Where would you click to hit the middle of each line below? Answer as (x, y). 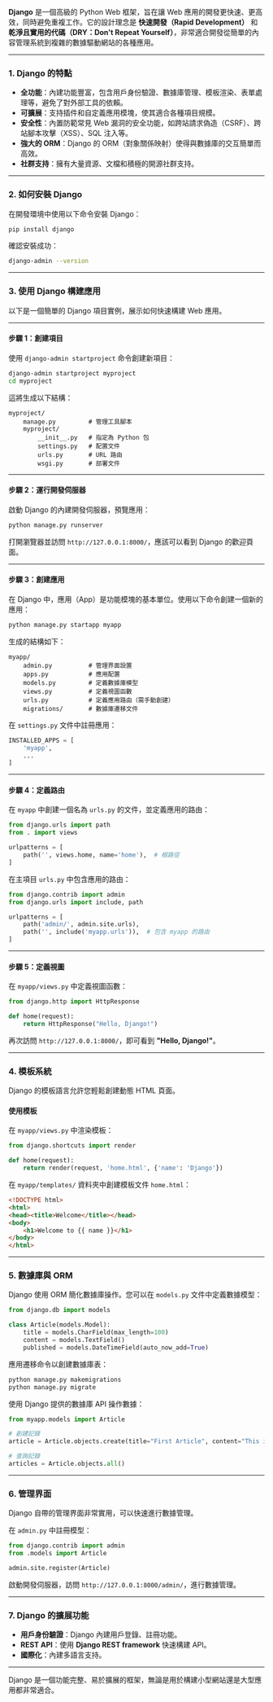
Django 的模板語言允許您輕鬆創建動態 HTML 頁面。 (94, 1090)
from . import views (43, 833)
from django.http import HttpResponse (74, 1002)
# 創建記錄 (24, 1434)
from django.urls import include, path (76, 902)
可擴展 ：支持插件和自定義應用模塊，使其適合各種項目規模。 (120, 113)
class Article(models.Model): (60, 1325)
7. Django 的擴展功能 (49, 1615)
